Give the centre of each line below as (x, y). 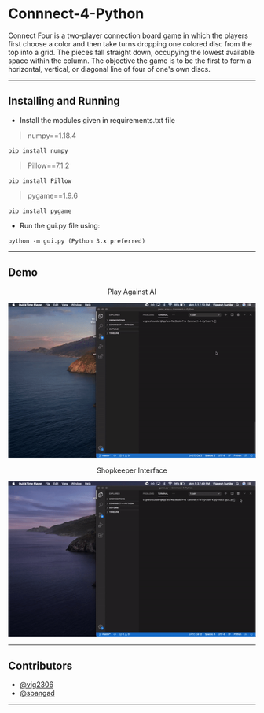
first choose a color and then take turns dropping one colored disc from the (130, 43)
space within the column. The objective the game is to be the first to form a (130, 61)
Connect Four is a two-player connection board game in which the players (128, 35)
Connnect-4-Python (76, 14)
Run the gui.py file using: (60, 225)
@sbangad (37, 693)
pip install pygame (40, 211)
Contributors (40, 665)
